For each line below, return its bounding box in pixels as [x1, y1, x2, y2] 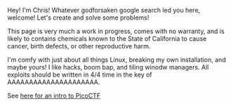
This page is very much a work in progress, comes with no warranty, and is [7, 27, 225, 35]
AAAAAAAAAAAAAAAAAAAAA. [7, 78, 100, 86]
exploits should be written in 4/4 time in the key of [7, 70, 152, 79]
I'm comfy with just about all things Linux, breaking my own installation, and [7, 55, 226, 64]
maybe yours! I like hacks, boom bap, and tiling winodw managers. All [7, 63, 209, 71]
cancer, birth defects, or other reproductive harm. [7, 42, 151, 50]
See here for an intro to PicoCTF [7, 91, 100, 100]
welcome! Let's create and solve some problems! [7, 13, 149, 22]
